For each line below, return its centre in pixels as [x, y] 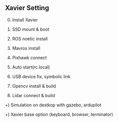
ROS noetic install [30, 39]
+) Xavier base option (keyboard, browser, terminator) [59, 114]
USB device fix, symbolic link [41, 76]
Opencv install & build [34, 86]
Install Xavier [25, 20]
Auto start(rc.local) [31, 67]
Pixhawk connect [29, 58]
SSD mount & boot [31, 29]
